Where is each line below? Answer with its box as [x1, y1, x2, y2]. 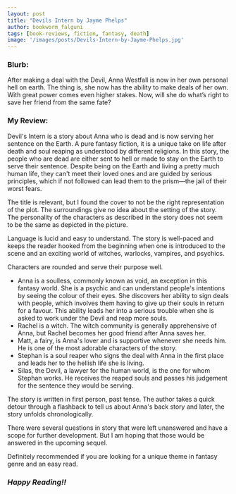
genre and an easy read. [7, 459, 79, 468]
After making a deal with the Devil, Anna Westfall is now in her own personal [7, 75, 228, 85]
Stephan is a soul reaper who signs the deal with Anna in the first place [17, 351, 224, 359]
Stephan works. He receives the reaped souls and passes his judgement [17, 373, 228, 382]
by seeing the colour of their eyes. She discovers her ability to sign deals [17, 291, 229, 300]
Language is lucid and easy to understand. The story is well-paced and [7, 234, 213, 242]
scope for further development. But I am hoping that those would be [7, 431, 205, 439]
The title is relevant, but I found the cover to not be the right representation [7, 198, 225, 206]
